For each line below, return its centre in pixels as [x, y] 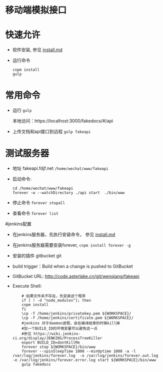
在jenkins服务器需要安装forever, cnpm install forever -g [71, 245]
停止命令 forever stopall [39, 202]
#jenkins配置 [18, 224]
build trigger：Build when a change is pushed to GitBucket [73, 266]
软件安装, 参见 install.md [37, 50]
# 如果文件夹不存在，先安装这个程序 [54, 296]
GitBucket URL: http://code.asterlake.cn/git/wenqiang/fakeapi [76, 276]
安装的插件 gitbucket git [37, 256]
